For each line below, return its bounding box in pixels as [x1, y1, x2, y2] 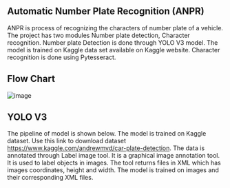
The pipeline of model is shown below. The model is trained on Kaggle [7, 129, 207, 138]
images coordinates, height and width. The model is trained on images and [7, 166, 219, 174]
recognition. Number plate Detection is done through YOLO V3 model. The [7, 38, 218, 47]
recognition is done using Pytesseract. [7, 53, 116, 61]
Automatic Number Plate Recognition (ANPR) [7, 6, 205, 17]
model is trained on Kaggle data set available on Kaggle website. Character [7, 45, 220, 54]
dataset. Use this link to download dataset [7, 137, 126, 145]
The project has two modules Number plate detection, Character [7, 31, 191, 39]
